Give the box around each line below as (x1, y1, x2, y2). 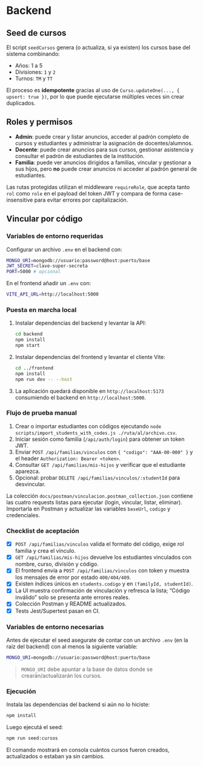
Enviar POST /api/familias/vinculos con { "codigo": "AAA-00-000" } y (15, 448, 193, 455)
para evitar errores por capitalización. (34, 196, 128, 203)
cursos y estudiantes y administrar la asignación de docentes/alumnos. (15, 139, 193, 147)
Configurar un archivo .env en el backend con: (6, 246, 122, 253)
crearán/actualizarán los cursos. (21, 672, 102, 679)
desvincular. (15, 480, 46, 487)
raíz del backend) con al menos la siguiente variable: (6, 642, 138, 650)
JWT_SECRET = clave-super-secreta (6, 263, 88, 269)
